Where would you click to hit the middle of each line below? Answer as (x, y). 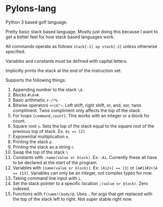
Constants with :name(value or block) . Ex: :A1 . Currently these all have (85, 157)
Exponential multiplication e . (41, 136)
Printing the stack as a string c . (44, 147)
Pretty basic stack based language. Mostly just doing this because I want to (82, 31)
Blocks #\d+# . (26, 95)
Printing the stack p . (33, 142)
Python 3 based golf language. (37, 22)
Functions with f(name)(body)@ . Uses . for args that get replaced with (82, 194)
